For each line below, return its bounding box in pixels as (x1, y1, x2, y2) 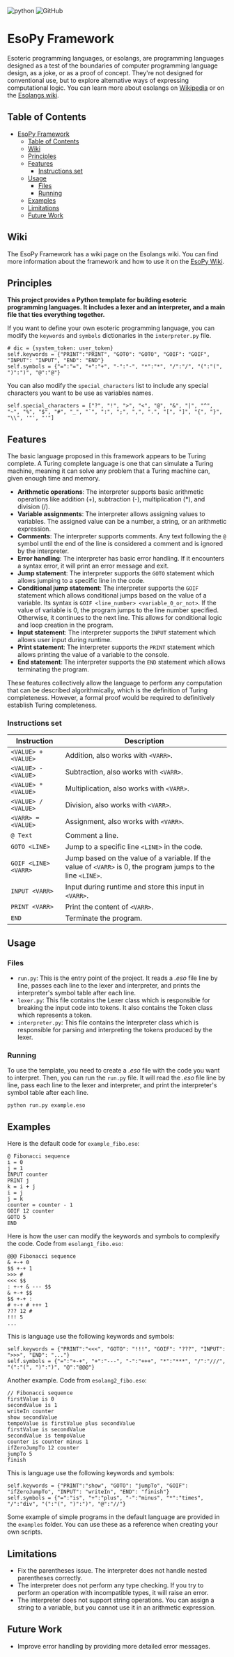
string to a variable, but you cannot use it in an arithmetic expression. (17, 1603, 216, 1612)
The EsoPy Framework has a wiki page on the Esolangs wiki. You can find (7, 249, 219, 258)
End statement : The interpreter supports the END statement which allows (17, 658, 226, 667)
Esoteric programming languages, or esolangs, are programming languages (7, 54, 224, 62)
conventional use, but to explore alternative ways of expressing (7, 76, 189, 84)
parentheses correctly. (17, 1574, 83, 1582)
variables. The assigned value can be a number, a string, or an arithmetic (17, 518, 227, 526)
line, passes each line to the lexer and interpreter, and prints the (17, 981, 201, 990)
